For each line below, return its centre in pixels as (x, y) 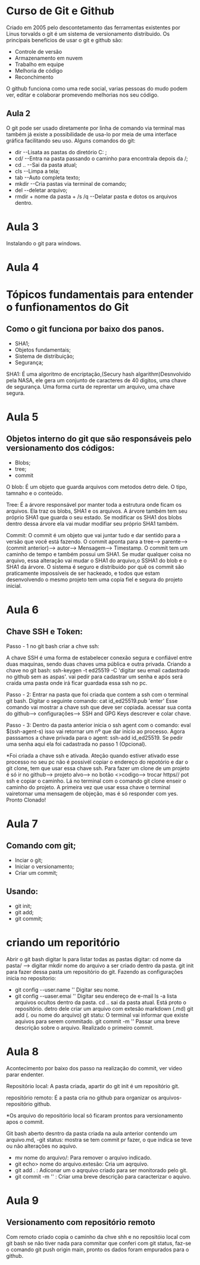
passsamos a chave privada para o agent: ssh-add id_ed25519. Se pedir (95, 737)
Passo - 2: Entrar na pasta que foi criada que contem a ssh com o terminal (97, 694)
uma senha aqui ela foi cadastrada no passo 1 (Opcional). (76, 744)
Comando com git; (41, 846)
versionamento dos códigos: (60, 448)
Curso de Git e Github (60, 11)
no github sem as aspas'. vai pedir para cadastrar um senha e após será (94, 677)
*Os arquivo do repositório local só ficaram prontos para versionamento (95, 1116)
